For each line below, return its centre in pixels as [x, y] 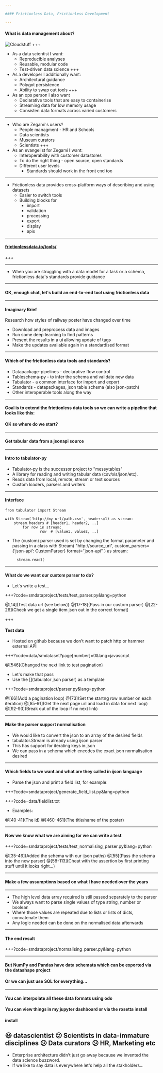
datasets [21, 190]
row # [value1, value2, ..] [69, 532]
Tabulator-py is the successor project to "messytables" [67, 469]
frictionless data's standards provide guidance [58, 277]
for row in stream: [42, 528]
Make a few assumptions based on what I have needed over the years [77, 882]
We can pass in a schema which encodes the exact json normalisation [82, 751]
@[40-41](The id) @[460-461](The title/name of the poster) [65, 820]
